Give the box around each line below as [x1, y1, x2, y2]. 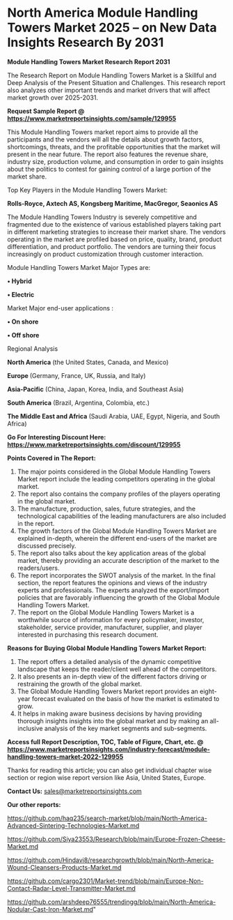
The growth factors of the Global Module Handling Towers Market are [17, 527, 217, 535]
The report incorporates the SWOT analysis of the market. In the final [17, 571, 216, 580]
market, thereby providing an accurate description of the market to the [17, 556, 220, 564]
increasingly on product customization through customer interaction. [7, 250, 204, 258]
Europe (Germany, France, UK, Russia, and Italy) [7, 371, 146, 379]
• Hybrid [7, 277, 33, 285]
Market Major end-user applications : [7, 303, 113, 312]
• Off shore [7, 331, 40, 339]
